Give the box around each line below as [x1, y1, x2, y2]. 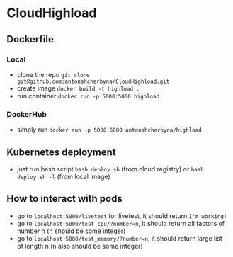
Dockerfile [6, 33, 55, 45]
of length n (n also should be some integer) [16, 241, 143, 250]
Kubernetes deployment [6, 146, 116, 158]
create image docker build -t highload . [16, 84, 140, 93]
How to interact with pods [6, 193, 123, 205]
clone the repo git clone [16, 70, 90, 79]
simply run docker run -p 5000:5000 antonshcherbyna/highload [16, 125, 203, 134]
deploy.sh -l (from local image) [16, 172, 110, 181]
